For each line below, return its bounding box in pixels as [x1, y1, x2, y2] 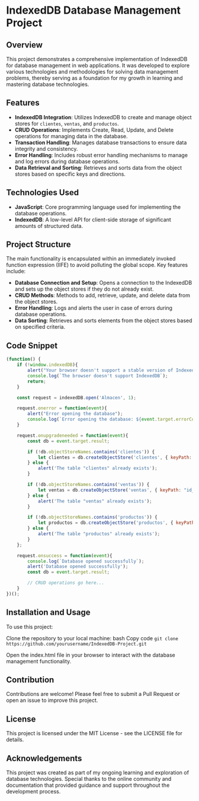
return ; [27, 378, 46, 384]
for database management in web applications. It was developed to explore [6, 62, 190, 69]
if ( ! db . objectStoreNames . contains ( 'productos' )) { [27, 514, 158, 520]
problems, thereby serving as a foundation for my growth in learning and [6, 75, 183, 81]
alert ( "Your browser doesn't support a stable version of [27, 367, 174, 373]
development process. [6, 788, 61, 795]
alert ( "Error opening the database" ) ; [27, 411, 123, 417]
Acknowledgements [6, 753, 82, 763]
